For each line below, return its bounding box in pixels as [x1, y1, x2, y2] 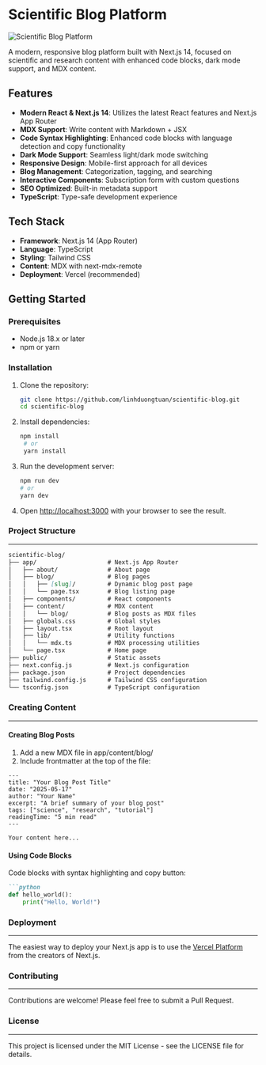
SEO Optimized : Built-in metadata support [19, 184, 158, 193]
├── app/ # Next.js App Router [8, 558, 179, 567]
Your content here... [8, 833, 80, 842]
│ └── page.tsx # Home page [8, 646, 147, 654]
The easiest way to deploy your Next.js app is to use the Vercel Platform [8, 942, 244, 952]
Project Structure [8, 525, 76, 536]
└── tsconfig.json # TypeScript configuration [8, 683, 200, 692]
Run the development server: [19, 461, 115, 471]
